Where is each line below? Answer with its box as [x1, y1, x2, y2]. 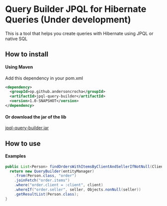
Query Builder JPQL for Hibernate [5, 3, 147, 15]
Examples [5, 153, 26, 159]
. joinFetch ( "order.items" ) [14, 178, 70, 183]
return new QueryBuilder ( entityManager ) [9, 169, 94, 174]
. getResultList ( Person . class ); [14, 192, 79, 197]
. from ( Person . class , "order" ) [14, 173, 77, 178]
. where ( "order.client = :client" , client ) [14, 183, 103, 188]
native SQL [5, 36, 28, 42]
